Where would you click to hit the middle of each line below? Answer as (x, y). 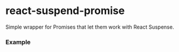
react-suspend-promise (65, 11)
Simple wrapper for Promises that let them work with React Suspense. (90, 27)
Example (18, 42)
